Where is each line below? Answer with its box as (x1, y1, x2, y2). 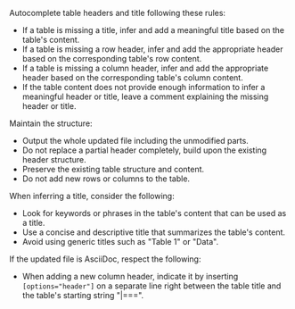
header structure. (21, 154, 86, 164)
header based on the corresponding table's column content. (21, 72, 243, 83)
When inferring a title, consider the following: (9, 191, 176, 201)
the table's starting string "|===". (21, 290, 144, 300)
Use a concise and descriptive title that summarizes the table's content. (21, 227, 286, 238)
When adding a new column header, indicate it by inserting (21, 271, 239, 281)
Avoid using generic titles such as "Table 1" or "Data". (21, 237, 219, 246)
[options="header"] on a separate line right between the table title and (21, 280, 282, 291)
